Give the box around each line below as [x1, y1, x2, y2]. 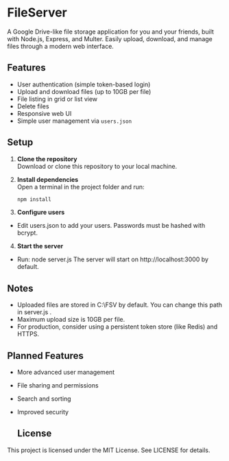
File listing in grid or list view [16, 95, 98, 103]
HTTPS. [16, 330, 40, 338]
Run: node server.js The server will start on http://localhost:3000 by [16, 255, 209, 263]
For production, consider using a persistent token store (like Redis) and [16, 322, 218, 331]
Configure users [16, 208, 65, 217]
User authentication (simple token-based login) [16, 80, 151, 88]
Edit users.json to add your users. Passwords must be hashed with [16, 222, 206, 230]
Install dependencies [16, 175, 79, 183]
